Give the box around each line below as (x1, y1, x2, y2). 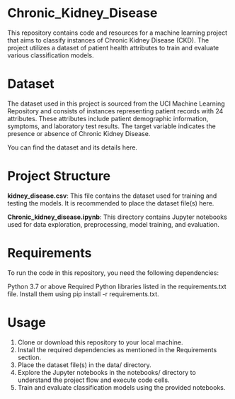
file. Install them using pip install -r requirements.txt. (7, 289, 159, 298)
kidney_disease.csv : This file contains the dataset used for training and (7, 191, 217, 200)
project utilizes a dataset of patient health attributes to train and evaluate (7, 43, 219, 52)
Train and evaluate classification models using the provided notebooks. (17, 383, 226, 391)
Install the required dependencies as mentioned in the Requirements (17, 345, 217, 354)
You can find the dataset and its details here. (7, 143, 138, 152)
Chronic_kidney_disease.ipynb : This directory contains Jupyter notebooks (7, 213, 228, 221)
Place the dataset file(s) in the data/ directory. (17, 360, 151, 369)
